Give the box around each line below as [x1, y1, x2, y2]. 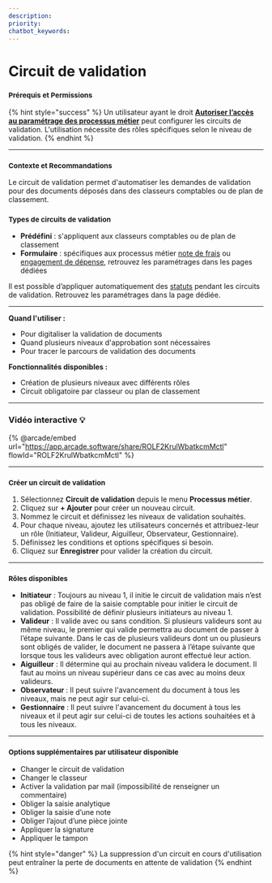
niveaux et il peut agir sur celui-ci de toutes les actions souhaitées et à [19, 711, 256, 721]
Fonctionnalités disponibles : [8, 362, 108, 372]
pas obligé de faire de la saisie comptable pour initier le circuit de [19, 599, 239, 609]
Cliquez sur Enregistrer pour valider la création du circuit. [19, 546, 213, 556]
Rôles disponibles [8, 574, 68, 583]
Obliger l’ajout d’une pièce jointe [19, 816, 128, 825]
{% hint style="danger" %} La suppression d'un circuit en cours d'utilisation [8, 849, 261, 859]
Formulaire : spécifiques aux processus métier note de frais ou [19, 248, 231, 258]
